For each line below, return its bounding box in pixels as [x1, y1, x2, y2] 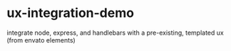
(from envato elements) [6, 35, 76, 44]
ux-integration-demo [6, 5, 135, 21]
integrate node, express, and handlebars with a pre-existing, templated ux [6, 28, 224, 37]
